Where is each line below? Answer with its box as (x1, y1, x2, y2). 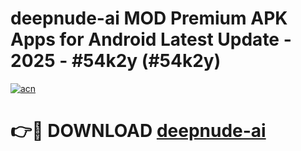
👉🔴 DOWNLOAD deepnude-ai (10, 120, 267, 142)
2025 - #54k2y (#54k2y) (10, 50, 222, 72)
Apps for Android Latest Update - (10, 28, 292, 51)
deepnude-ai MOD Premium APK (10, 7, 288, 30)
